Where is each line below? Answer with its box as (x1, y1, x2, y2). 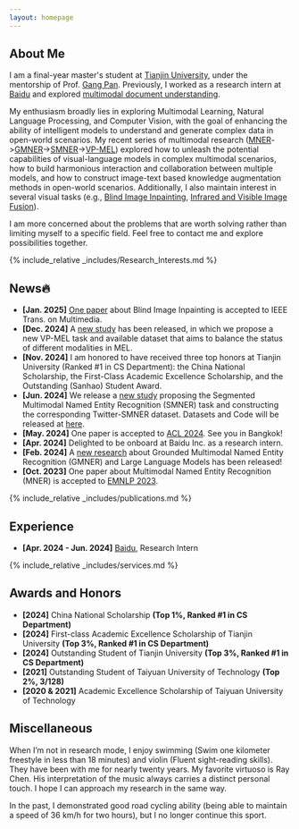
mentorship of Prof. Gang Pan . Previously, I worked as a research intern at (9, 80, 281, 90)
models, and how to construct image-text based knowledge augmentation (9, 173, 282, 183)
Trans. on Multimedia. (21, 314, 103, 325)
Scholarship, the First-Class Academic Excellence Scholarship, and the (21, 371, 284, 382)
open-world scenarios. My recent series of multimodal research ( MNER (9, 135, 272, 146)
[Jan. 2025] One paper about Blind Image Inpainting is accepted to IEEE (21, 305, 288, 316)
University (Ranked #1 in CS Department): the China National (21, 361, 245, 372)
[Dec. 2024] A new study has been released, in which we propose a (21, 324, 274, 334)
